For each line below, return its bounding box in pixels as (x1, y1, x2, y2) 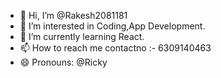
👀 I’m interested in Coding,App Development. (19, 20, 206, 32)
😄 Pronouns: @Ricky (19, 56, 108, 68)
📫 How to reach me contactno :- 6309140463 (19, 42, 212, 54)
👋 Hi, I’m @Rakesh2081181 (19, 10, 128, 21)
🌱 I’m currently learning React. (19, 31, 145, 42)
